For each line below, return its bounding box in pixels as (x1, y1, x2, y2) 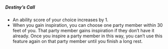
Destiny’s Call (5, 4, 35, 10)
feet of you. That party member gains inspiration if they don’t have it (12, 27, 155, 33)
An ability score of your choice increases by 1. (12, 17, 108, 23)
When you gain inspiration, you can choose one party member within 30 (12, 22, 163, 28)
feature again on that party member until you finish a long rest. (12, 38, 143, 44)
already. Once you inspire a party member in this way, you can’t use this (12, 33, 163, 39)
